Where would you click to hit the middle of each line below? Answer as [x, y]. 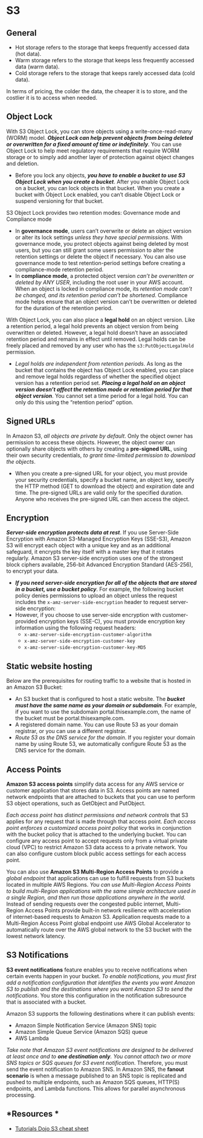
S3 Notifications [37, 955]
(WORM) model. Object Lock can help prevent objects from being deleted [100, 137]
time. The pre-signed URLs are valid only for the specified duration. [99, 492]
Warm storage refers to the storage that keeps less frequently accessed [105, 60]
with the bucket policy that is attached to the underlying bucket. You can [96, 834]
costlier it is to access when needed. [52, 98]
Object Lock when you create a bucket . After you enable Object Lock [102, 182]
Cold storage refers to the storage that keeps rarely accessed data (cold [105, 73]
